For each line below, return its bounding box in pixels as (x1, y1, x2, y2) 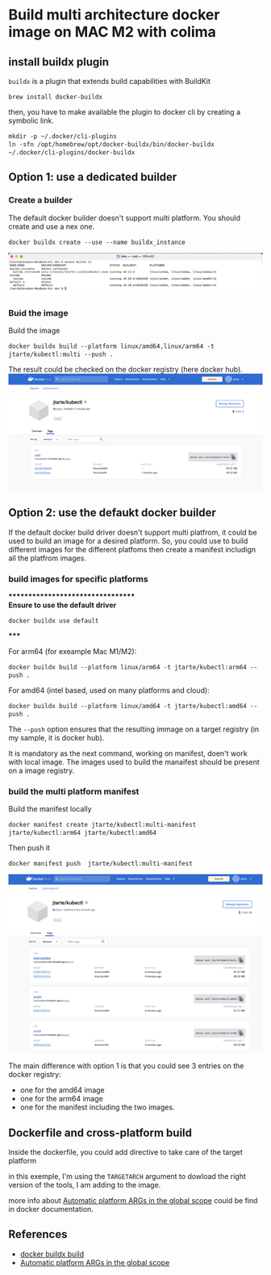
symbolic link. (8, 115, 54, 125)
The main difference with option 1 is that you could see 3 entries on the (8, 1061, 244, 1071)
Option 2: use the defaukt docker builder (8, 506, 216, 520)
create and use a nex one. (8, 221, 95, 231)
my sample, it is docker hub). (8, 733, 105, 743)
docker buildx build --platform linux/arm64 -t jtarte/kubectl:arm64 (8, 664, 248, 672)
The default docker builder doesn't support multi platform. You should (8, 212, 240, 223)
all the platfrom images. (8, 553, 87, 563)
